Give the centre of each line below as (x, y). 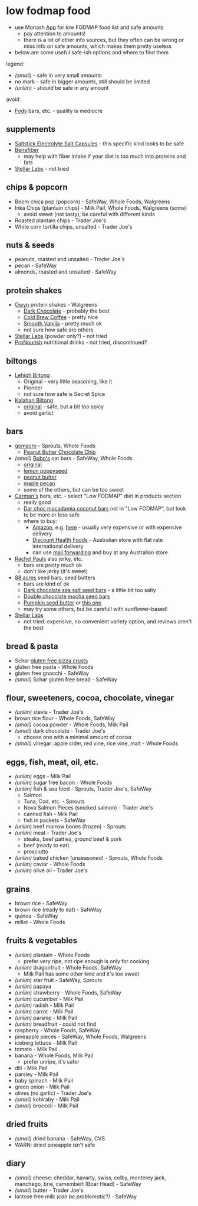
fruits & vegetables (42, 941)
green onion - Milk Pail (42, 1087)
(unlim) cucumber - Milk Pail (49, 999)
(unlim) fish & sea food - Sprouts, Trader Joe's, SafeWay (83, 789)
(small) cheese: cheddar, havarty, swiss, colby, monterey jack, (90, 1178)
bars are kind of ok (46, 584)
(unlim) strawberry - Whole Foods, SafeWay (68, 992)
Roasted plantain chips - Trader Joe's (60, 220)
